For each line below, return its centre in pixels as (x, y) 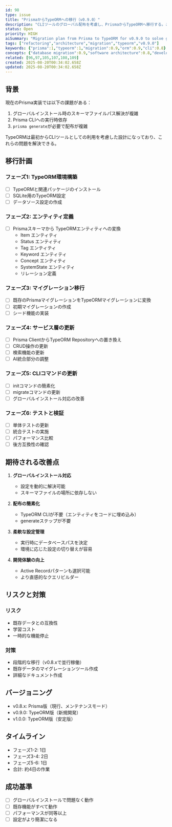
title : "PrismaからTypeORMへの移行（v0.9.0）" (53, 19)
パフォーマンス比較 (33, 438)
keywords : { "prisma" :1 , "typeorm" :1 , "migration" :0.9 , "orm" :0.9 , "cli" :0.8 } (86, 48)
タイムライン (25, 737)
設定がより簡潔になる (35, 819)
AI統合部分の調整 (31, 359)
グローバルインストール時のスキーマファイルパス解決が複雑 (76, 113)
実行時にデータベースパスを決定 (54, 543)
